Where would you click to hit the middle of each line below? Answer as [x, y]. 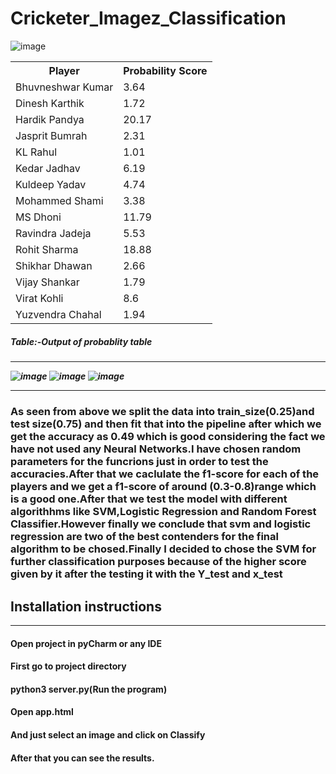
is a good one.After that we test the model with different [149, 499]
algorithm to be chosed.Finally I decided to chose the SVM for [163, 549]
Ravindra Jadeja [53, 233]
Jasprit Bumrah [51, 135]
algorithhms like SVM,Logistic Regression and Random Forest [163, 512]
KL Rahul [36, 152]
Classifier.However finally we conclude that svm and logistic [161, 524]
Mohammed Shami [59, 200]
